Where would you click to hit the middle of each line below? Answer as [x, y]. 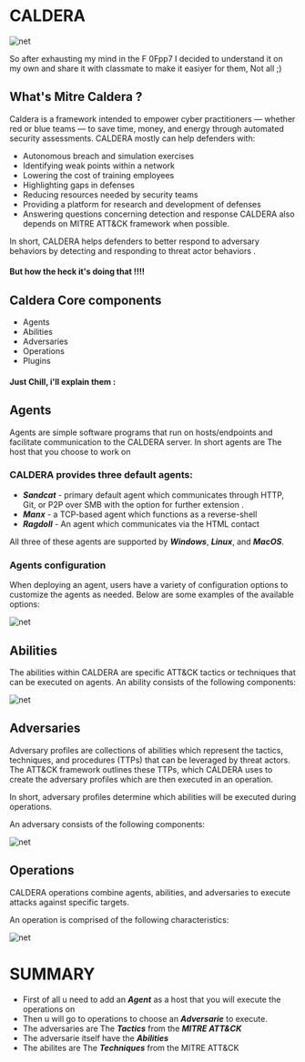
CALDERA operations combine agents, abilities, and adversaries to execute [150, 892]
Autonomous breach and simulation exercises [108, 156]
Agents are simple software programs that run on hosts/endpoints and [141, 432]
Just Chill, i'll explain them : [63, 381]
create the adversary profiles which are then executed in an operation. [142, 779]
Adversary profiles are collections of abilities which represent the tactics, [147, 750]
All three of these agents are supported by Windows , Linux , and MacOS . [147, 541]
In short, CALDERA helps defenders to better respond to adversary [134, 241]
